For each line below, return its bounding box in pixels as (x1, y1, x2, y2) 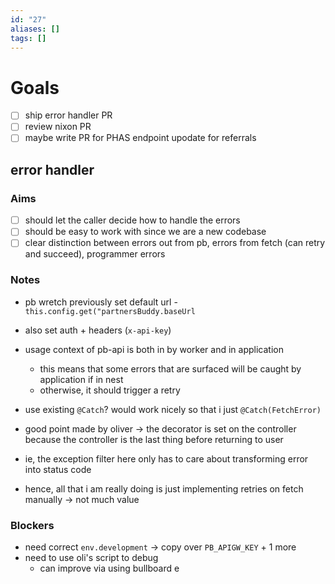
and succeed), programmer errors (24, 248, 166, 260)
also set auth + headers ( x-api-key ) (24, 324, 172, 336)
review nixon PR (24, 121, 92, 133)
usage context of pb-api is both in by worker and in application (24, 343, 284, 355)
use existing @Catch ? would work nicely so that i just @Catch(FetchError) (24, 403, 322, 415)
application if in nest (39, 373, 124, 385)
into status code (24, 463, 92, 475)
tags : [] (10, 33, 47, 43)
